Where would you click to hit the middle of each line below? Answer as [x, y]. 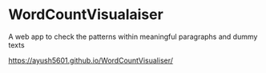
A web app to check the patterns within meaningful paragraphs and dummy [133, 36]
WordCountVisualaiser [86, 15]
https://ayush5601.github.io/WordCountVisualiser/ [91, 60]
